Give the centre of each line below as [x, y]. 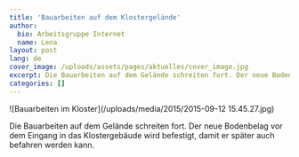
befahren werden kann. [52, 145]
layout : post [33, 51]
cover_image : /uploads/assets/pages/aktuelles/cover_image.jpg [129, 67]
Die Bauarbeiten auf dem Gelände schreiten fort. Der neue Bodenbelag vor [146, 126]
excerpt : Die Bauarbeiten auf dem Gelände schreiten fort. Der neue [139, 75]
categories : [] [37, 83]
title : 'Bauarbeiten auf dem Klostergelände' [95, 17]
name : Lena [37, 42]
